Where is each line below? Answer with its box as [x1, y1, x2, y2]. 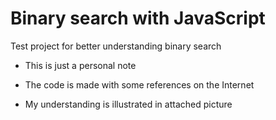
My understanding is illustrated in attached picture [24, 98, 233, 110]
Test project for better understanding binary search [10, 40, 222, 52]
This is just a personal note [24, 59, 137, 71]
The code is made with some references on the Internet [24, 78, 255, 91]
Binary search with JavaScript [10, 7, 266, 30]
